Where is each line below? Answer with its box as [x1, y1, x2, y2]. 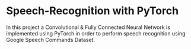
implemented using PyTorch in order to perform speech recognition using [6, 30, 186, 37]
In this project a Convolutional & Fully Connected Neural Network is [6, 24, 171, 31]
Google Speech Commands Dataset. [6, 36, 95, 43]
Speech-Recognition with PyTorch [6, 4, 179, 18]
